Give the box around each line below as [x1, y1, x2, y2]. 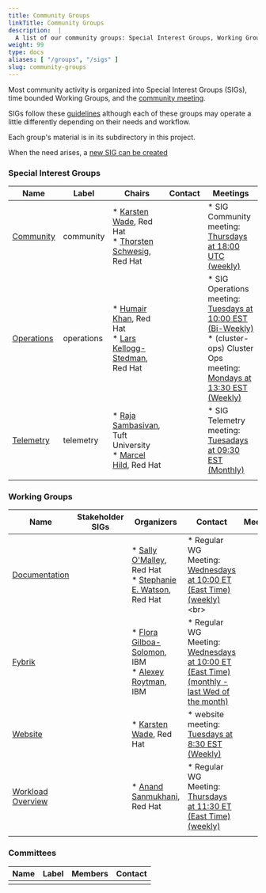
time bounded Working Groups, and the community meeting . [8, 93, 206, 103]
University [112, 440, 150, 451]
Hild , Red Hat [112, 460, 161, 471]
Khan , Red [112, 313, 151, 325]
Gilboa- [131, 636, 161, 648]
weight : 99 [8, 41, 44, 49]
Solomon [131, 647, 165, 658]
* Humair [112, 303, 147, 314]
